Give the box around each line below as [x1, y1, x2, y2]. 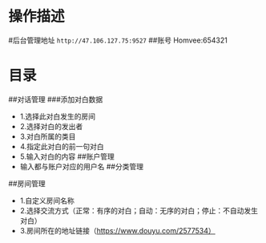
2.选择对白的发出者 [19, 121, 83, 131]
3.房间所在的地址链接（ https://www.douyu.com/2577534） [19, 225, 216, 235]
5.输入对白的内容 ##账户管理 [19, 152, 115, 161]
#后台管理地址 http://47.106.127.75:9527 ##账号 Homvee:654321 [8, 35, 228, 45]
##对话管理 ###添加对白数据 [8, 94, 103, 104]
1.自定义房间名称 [19, 196, 75, 205]
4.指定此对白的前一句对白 [19, 141, 104, 151]
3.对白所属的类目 [19, 132, 76, 141]
